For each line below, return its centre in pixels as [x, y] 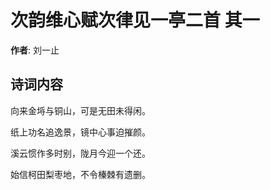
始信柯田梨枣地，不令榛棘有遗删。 [80, 174]
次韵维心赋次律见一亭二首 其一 [135, 20]
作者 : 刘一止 [35, 50]
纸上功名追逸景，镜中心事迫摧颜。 [80, 132]
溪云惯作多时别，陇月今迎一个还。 [80, 153]
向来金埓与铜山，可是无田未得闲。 [80, 110]
